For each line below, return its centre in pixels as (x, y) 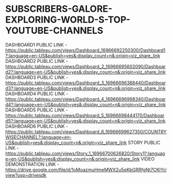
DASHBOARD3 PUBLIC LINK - (37, 77)
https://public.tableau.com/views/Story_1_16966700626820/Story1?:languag (85, 153)
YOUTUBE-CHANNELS (54, 31)
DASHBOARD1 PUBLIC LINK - (36, 44)
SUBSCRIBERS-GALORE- (59, 9)
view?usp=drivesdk (26, 175)
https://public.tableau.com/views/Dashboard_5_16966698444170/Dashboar (85, 115)
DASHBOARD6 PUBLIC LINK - (37, 126)
